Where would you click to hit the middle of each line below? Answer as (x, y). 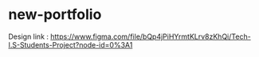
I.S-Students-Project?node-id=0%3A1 (71, 44)
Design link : (29, 36)
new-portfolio (55, 15)
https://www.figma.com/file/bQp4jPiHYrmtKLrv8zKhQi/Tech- (151, 36)
